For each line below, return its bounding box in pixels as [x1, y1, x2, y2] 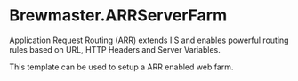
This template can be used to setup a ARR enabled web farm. [9, 61, 234, 72]
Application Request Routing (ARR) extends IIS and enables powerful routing [9, 35, 289, 45]
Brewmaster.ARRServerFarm [9, 5, 228, 26]
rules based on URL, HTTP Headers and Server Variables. [9, 44, 221, 54]
